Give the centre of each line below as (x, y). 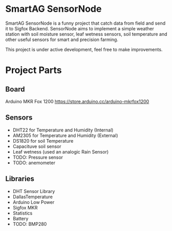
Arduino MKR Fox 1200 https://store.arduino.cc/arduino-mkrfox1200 (77, 101)
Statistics (23, 213)
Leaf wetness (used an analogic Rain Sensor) (61, 151)
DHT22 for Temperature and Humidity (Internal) (63, 130)
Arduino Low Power (34, 202)
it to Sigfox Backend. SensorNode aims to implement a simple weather (80, 28)
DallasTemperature (33, 197)
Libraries (20, 179)
